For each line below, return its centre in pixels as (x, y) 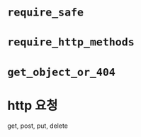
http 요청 (33, 105)
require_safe (45, 12)
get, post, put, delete (38, 126)
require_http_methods (71, 42)
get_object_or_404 (61, 72)
